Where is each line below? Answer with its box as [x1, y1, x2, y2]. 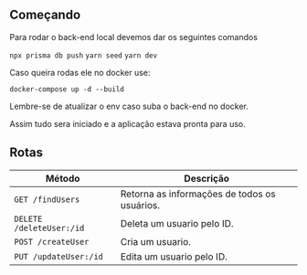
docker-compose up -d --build [9, 84, 125, 94]
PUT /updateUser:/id [14, 251, 103, 261]
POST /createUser [14, 237, 90, 247]
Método [45, 172, 80, 185]
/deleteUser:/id [14, 223, 85, 233]
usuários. [120, 198, 160, 211]
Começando [9, 7, 81, 23]
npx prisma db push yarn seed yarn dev [9, 50, 158, 60]
